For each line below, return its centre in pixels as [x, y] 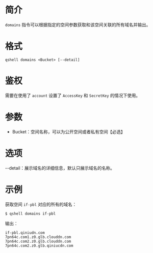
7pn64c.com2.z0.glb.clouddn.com [38, 241]
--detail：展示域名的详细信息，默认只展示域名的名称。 [60, 168]
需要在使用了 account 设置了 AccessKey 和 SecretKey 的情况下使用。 [73, 95]
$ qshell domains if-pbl [30, 214]
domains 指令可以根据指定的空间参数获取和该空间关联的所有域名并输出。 [78, 25]
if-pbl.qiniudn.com [25, 233]
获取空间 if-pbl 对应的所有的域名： [41, 204]
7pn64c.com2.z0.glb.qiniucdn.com [39, 246]
